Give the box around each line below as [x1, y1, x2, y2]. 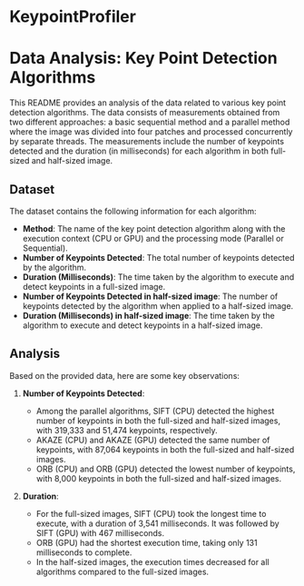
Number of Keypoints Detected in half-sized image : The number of [22, 291, 279, 302]
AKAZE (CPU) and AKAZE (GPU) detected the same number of [35, 434, 270, 445]
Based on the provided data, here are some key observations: [9, 370, 240, 381]
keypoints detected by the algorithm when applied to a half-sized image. [22, 300, 294, 311]
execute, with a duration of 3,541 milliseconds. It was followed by [35, 518, 279, 529]
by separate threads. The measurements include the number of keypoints [9, 136, 284, 147]
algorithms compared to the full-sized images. [35, 566, 210, 577]
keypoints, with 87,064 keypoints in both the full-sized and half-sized [35, 443, 295, 455]
